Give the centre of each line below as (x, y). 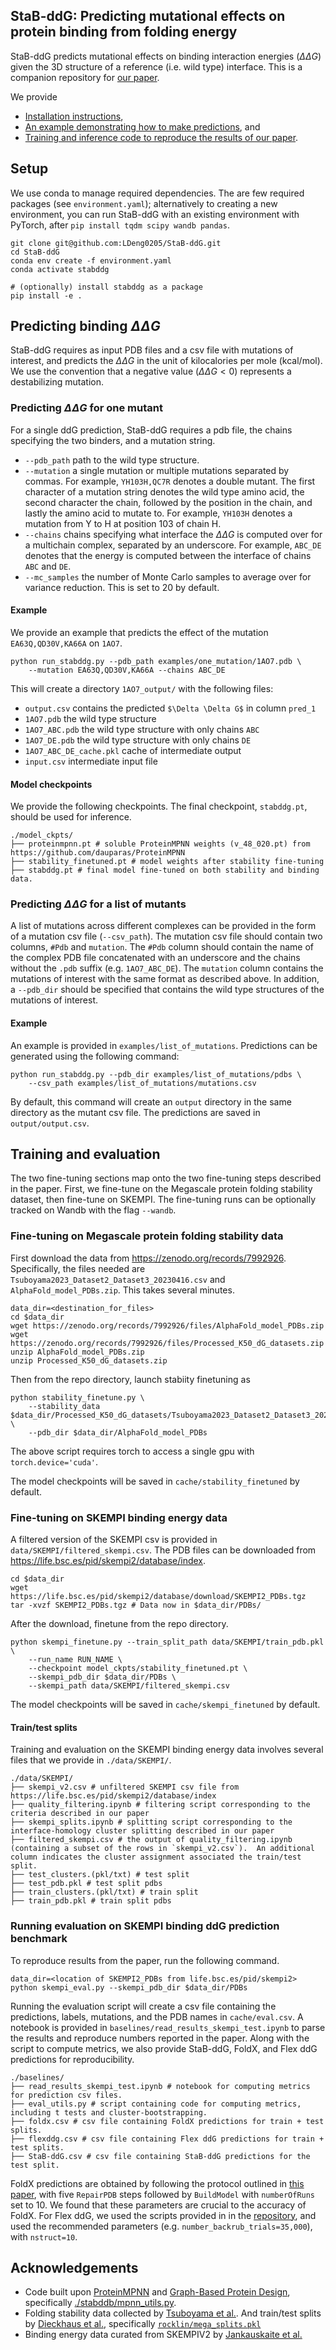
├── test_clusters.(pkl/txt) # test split (100, 1875)
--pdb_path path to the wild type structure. (112, 460)
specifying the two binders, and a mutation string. (113, 440)
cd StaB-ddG (35, 252)
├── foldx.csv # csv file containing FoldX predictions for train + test (167, 2121)
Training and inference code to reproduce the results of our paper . (161, 137)
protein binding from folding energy (124, 32)
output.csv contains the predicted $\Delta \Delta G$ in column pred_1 (170, 708)
